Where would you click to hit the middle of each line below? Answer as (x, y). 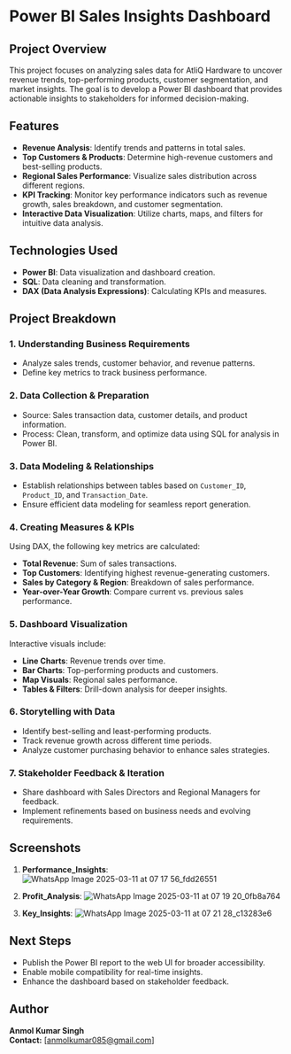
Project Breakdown (63, 319)
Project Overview (58, 49)
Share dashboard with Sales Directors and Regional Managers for (141, 792)
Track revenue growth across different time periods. (117, 740)
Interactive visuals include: (58, 643)
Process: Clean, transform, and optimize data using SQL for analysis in (150, 434)
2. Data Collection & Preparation (79, 396)
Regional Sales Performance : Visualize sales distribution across (139, 175)
